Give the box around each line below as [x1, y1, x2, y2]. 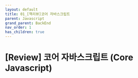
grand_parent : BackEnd [5, 20, 51, 26]
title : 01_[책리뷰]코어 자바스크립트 [5, 12, 70, 16]
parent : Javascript [5, 16, 45, 21]
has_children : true [5, 30, 45, 34]
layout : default [5, 7, 38, 12]
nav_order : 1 [5, 25, 32, 30]
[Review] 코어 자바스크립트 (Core [5, 52, 134, 63]
